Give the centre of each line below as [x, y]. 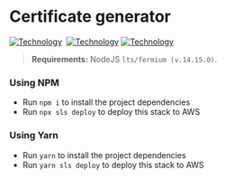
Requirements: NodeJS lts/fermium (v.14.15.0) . [124, 59]
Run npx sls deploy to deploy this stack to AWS [111, 112]
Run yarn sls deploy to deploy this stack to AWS [113, 165]
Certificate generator [90, 17]
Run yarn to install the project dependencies [104, 155]
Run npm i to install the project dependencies [106, 102]
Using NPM [35, 82]
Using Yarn [34, 136]
